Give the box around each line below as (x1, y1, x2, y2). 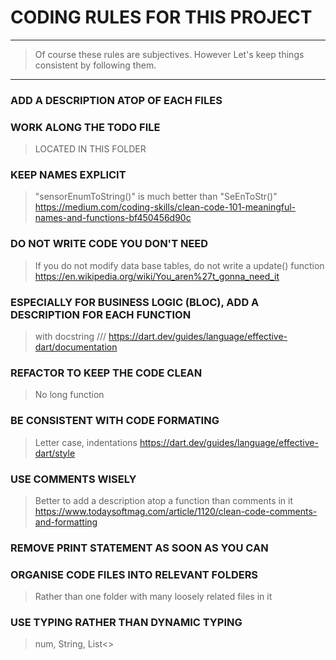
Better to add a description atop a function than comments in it (34, 494, 294, 506)
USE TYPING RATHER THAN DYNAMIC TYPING (10, 616, 243, 630)
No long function (34, 389, 105, 401)
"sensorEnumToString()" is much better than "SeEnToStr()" (34, 191, 278, 203)
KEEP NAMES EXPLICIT (10, 168, 127, 182)
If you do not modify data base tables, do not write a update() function (34, 259, 325, 271)
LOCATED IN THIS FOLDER (34, 143, 147, 155)
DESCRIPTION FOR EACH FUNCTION (10, 307, 192, 321)
